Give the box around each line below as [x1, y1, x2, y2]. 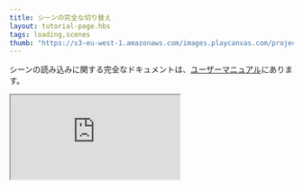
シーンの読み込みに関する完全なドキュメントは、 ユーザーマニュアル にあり [9, 64, 286, 75]
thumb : [9, 38, 34, 48]
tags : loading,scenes [9, 30, 91, 39]
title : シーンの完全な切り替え [9, 13, 112, 23]
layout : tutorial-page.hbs [9, 22, 111, 31]
